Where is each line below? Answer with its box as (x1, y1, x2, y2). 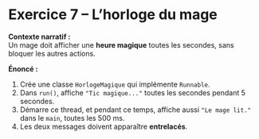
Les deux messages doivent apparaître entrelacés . (19, 122, 188, 131)
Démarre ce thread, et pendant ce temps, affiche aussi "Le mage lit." (19, 105, 252, 114)
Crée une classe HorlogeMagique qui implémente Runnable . (19, 79, 210, 89)
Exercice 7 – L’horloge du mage (8, 6, 218, 24)
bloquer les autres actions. (8, 48, 96, 58)
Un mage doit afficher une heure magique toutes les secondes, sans (8, 40, 234, 49)
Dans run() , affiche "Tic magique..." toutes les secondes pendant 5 (19, 87, 245, 97)
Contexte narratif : (8, 32, 71, 41)
